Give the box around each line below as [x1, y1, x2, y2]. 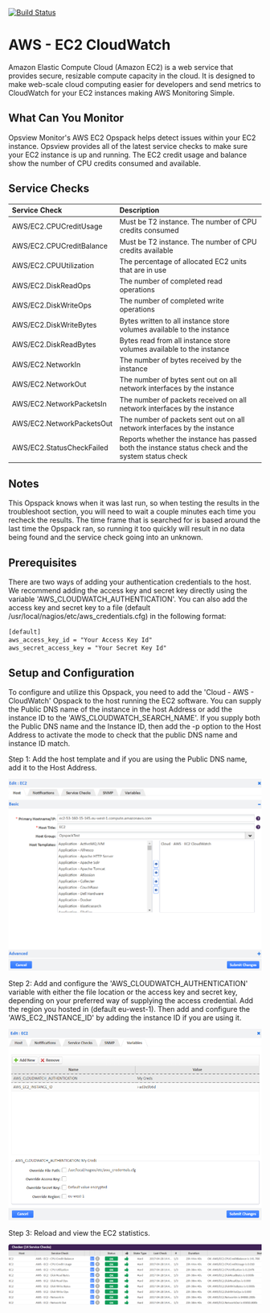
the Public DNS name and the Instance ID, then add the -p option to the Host [8, 721, 261, 731]
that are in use [119, 265, 167, 275]
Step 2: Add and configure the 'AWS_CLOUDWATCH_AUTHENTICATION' [8, 979, 248, 989]
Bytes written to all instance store [119, 316, 230, 325]
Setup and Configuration [8, 666, 135, 679]
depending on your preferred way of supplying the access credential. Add [8, 996, 254, 1005]
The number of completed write [119, 296, 224, 306]
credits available [119, 246, 174, 255]
